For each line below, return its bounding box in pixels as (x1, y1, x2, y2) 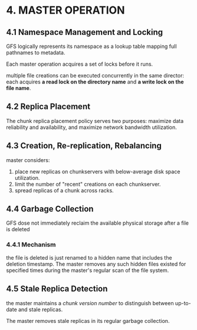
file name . (6, 85, 31, 92)
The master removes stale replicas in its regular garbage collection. (6, 317, 170, 324)
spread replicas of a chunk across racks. (14, 187, 114, 194)
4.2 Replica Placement (6, 102, 90, 112)
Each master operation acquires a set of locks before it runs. (6, 60, 153, 67)
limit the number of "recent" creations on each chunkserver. (14, 180, 161, 187)
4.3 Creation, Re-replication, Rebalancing (6, 141, 162, 151)
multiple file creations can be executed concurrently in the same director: (6, 72, 185, 79)
